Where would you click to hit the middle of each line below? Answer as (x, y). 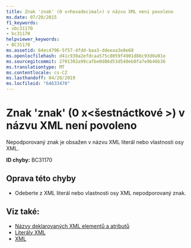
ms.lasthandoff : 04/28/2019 (41, 78)
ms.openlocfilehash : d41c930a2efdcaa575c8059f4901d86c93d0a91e (86, 56)
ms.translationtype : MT (36, 67)
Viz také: (23, 212)
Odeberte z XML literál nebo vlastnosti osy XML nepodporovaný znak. (100, 193)
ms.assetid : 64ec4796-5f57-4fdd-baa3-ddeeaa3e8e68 (70, 51)
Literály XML (30, 232)
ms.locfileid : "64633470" (38, 84)
